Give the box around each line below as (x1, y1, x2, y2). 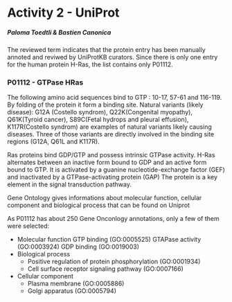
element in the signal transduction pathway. (7, 180, 132, 188)
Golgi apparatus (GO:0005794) (27, 287, 116, 295)
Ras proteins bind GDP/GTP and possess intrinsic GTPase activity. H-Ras (7, 151, 215, 159)
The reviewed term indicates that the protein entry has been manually (7, 46, 206, 54)
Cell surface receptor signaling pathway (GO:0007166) (27, 265, 184, 273)
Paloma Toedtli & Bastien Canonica (7, 28, 111, 36)
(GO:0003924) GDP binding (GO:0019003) (17, 242, 140, 251)
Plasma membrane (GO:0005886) (27, 279, 125, 288)
